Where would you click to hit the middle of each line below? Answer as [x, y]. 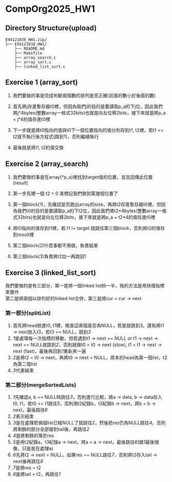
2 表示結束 [23, 416]
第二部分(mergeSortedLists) [41, 385]
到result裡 [23, 234]
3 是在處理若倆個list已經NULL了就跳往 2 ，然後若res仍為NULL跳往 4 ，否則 [89, 423]
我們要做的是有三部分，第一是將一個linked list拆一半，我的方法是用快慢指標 [85, 286]
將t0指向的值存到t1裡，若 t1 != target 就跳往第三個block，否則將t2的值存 [89, 228]
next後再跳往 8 [28, 461]
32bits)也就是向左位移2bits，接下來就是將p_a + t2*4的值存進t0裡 [86, 217]
